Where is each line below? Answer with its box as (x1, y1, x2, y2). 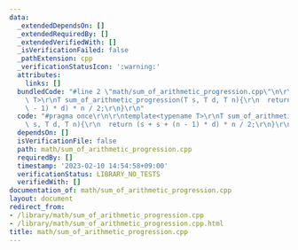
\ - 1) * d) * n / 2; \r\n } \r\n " (25, 104, 145, 113)
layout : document (9, 194, 74, 204)
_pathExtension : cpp (17, 54, 93, 63)
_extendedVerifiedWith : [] (17, 37, 117, 47)
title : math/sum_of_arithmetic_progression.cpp (9, 227, 189, 236)
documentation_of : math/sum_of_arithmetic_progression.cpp (9, 186, 232, 195)
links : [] (25, 79, 62, 88)
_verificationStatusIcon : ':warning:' (17, 63, 161, 72)
